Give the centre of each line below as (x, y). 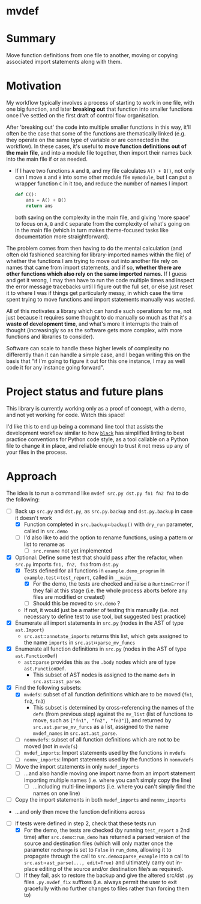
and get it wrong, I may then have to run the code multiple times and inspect (100, 280)
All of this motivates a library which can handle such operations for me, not (99, 311)
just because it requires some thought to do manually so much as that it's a (99, 317)
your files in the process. (37, 452)
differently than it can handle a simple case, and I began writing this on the (98, 354)
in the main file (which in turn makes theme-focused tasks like (92, 230)
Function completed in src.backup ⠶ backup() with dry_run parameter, (108, 524)
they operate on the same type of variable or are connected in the (88, 140)
